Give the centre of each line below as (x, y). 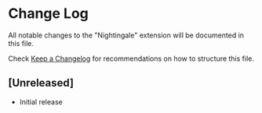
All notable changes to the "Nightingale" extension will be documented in (126, 35)
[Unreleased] (41, 83)
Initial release (41, 101)
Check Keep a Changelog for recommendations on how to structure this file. (131, 58)
